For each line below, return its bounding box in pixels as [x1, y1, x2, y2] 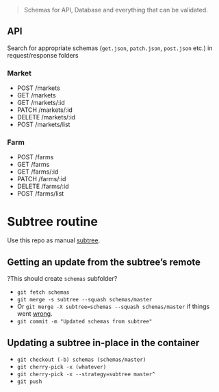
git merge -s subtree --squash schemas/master [16, 297, 153, 303]
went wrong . [16, 310, 53, 318]
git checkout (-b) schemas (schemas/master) [16, 356, 146, 363]
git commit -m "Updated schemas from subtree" [16, 319, 153, 325]
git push [16, 378, 42, 385]
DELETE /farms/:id [16, 182, 70, 191]
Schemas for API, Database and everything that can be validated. [23, 6, 209, 14]
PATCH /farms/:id [16, 175, 66, 183]
